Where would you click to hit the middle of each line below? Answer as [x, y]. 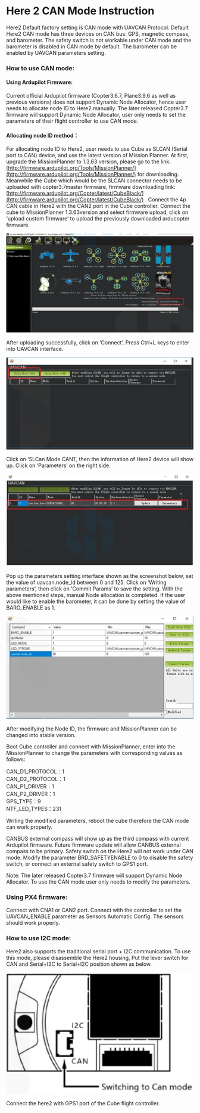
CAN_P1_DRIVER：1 [30, 786]
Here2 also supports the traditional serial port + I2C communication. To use [99, 951]
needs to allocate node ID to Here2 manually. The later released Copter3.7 [97, 108]
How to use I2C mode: [39, 938]
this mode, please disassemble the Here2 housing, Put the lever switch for [97, 957]
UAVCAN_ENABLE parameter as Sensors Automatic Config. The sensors [95, 916]
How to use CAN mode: [40, 68]
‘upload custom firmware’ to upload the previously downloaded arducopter [98, 219]
